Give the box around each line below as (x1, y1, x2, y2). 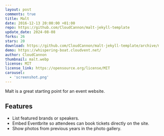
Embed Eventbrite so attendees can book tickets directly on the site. (12, 120, 150, 126)
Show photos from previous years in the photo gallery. (12, 125, 122, 131)
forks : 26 (5, 34, 25, 39)
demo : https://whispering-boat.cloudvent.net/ (5, 48, 102, 52)
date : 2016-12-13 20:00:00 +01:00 (5, 20, 76, 26)
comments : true (5, 12, 36, 17)
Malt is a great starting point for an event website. (5, 88, 105, 94)
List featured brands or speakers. (12, 115, 80, 121)
